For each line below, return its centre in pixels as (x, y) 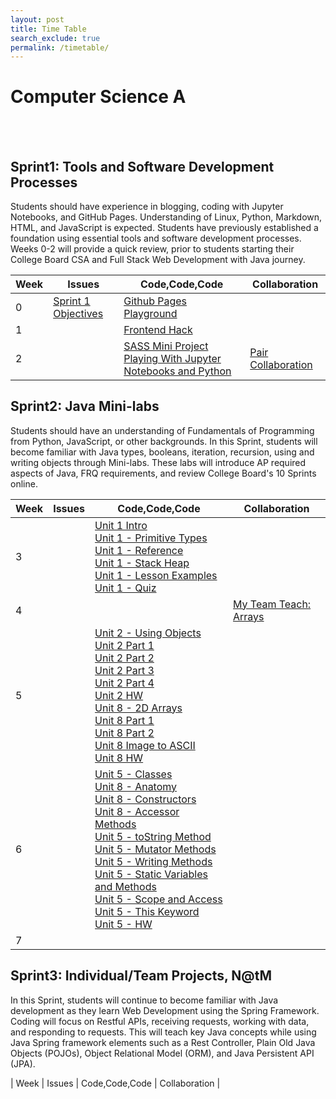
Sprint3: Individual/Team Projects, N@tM (141, 976)
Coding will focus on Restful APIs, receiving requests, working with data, (160, 1021)
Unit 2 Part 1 (124, 645)
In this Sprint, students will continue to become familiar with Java (144, 1000)
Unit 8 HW (119, 758)
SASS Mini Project (166, 346)
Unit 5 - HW (123, 924)
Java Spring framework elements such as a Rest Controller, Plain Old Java (163, 1042)
